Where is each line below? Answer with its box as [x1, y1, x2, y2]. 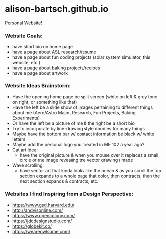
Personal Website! [5, 20, 42, 26]
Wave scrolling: [12, 162, 44, 168]
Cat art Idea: [12, 147, 38, 153]
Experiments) [12, 115, 40, 121]
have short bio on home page [12, 44, 73, 50]
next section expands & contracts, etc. [19, 178, 99, 184]
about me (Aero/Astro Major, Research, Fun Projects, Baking [12, 109, 136, 115]
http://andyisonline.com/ [12, 207, 63, 213]
